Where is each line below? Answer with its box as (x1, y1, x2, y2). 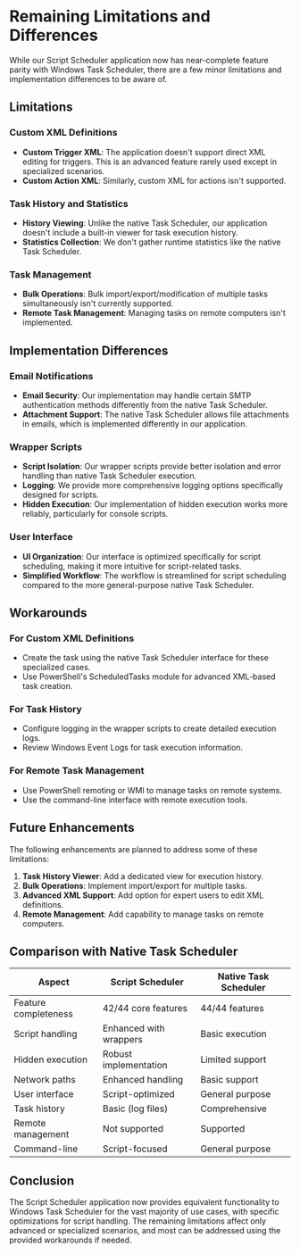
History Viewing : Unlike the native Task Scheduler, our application (21, 217, 268, 228)
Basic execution (200, 1028, 268, 1041)
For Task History (9, 703, 82, 716)
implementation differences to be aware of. (9, 73, 168, 84)
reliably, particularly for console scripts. (21, 509, 169, 519)
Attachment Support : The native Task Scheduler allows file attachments (21, 409, 290, 419)
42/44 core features (102, 1002, 187, 1015)
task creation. (21, 681, 73, 692)
